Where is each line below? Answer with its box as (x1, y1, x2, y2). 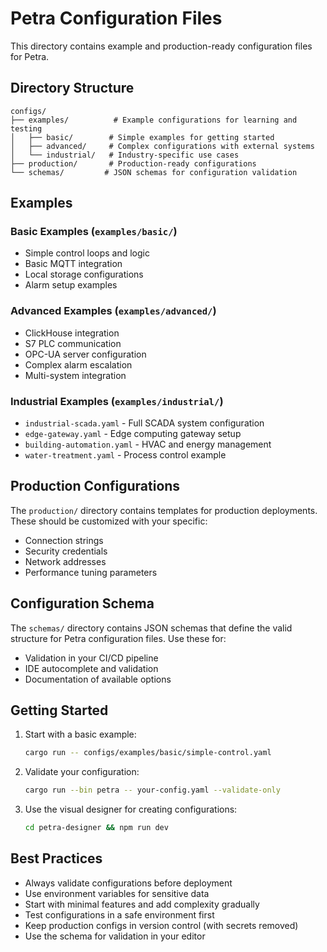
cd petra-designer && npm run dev (24, 823, 169, 833)
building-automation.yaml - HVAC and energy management (24, 438, 272, 451)
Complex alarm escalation (24, 358, 133, 371)
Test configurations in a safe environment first (24, 908, 215, 921)
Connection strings (24, 534, 104, 546)
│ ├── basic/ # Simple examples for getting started (10, 132, 275, 142)
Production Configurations (10, 478, 181, 495)
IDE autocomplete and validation (24, 662, 159, 674)
